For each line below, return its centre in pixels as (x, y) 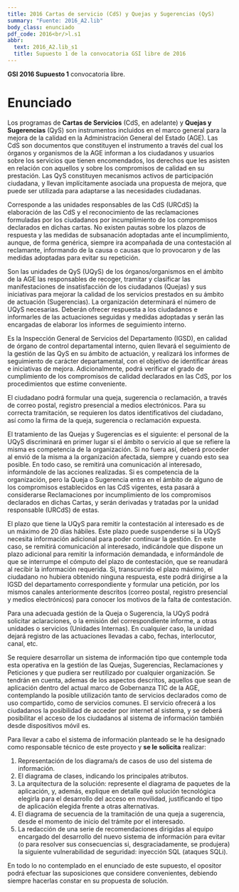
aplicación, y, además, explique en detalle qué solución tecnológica (117, 791)
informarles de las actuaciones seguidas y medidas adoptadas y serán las (116, 317)
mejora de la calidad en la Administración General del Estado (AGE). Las (113, 138)
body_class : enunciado (41, 27)
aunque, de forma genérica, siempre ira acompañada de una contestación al (119, 242)
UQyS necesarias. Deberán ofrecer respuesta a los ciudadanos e (102, 309)
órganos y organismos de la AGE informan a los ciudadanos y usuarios (111, 153)
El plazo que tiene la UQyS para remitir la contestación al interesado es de (116, 523)
